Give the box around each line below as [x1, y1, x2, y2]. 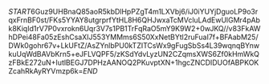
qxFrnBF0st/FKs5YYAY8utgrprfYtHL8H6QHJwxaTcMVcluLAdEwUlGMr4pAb [8, 15, 261, 25]
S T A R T [8, 7, 31, 16]
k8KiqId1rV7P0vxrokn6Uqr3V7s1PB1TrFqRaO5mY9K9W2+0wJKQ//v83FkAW [8, 24, 261, 33]
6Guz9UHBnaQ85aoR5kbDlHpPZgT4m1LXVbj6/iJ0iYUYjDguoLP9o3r [31, 7, 259, 16]
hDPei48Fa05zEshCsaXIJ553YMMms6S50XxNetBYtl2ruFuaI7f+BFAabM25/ [8, 32, 259, 42]
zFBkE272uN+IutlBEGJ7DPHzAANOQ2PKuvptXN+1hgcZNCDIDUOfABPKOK [8, 58, 259, 67]
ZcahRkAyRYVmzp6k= [8, 66, 84, 75]
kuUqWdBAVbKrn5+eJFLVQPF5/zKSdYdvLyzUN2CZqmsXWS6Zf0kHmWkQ [8, 50, 259, 58]
